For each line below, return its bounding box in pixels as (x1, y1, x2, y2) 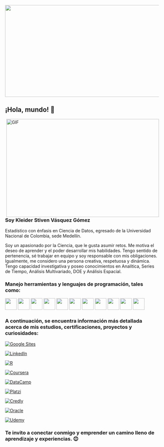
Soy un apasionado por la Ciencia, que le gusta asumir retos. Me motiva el (5, 243, 155, 248)
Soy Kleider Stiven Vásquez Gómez (5, 217, 90, 223)
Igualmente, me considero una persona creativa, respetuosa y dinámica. (5, 258, 150, 264)
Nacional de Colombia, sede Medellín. (5, 233, 82, 239)
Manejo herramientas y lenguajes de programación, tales (5, 281, 143, 288)
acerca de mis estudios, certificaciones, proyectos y (5, 323, 132, 330)
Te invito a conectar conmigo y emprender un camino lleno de (5, 429, 155, 436)
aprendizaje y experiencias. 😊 (5, 435, 79, 442)
